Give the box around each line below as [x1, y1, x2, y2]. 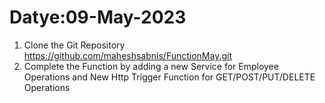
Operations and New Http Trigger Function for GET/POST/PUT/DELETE [23, 71, 316, 83]
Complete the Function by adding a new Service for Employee [23, 60, 279, 72]
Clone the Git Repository [23, 39, 126, 51]
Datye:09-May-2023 [9, 6, 187, 29]
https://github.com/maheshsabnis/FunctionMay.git [23, 49, 233, 61]
